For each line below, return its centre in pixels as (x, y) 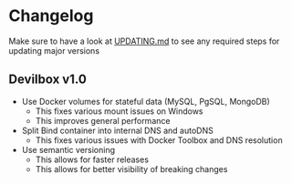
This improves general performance (103, 120)
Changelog (51, 16)
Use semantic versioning (68, 149)
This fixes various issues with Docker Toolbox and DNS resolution (159, 140)
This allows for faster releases (92, 159)
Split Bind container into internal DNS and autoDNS (117, 130)
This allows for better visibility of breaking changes (131, 169)
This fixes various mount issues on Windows (119, 111)
